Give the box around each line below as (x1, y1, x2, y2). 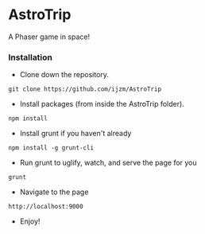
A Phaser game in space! (8, 32, 90, 41)
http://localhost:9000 (8, 203, 83, 211)
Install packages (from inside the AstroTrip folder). (19, 99, 184, 109)
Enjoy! (19, 216, 41, 226)
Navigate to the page (19, 187, 89, 197)
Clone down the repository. (19, 70, 110, 80)
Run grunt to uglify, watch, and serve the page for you (19, 158, 197, 168)
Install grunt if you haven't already (19, 129, 132, 138)
